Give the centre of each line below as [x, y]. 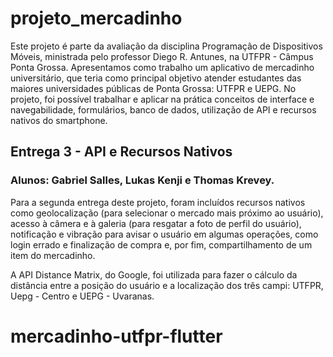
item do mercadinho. [53, 255]
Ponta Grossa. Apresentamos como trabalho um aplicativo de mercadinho [162, 67]
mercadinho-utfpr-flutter [116, 336]
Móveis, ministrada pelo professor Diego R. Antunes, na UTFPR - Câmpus [162, 56]
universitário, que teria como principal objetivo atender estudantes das [156, 78]
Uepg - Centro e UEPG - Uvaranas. [82, 296]
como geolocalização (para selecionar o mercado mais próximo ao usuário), [167, 213]
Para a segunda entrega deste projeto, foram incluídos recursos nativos [158, 202]
